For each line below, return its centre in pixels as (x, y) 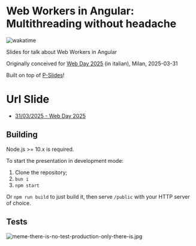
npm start (27, 186)
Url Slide (28, 99)
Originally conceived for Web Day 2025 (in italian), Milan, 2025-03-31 (92, 63)
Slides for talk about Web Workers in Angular (62, 51)
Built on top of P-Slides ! (35, 75)
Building (22, 135)
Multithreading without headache (91, 24)
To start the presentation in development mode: (65, 160)
